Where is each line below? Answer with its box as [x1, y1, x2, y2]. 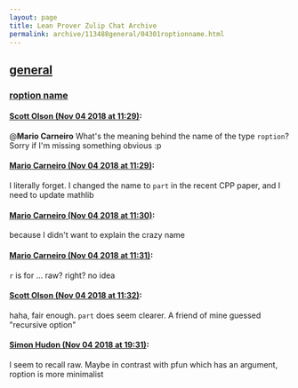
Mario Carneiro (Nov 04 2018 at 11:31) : [9, 249, 154, 260]
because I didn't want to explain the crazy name [9, 230, 185, 241]
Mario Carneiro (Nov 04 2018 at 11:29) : [9, 161, 156, 171]
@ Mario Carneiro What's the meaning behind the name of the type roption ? [9, 131, 289, 141]
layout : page [9, 12, 58, 22]
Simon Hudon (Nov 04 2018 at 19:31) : [9, 339, 149, 351]
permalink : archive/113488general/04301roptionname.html [9, 29, 225, 38]
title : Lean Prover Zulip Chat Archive [9, 21, 157, 30]
